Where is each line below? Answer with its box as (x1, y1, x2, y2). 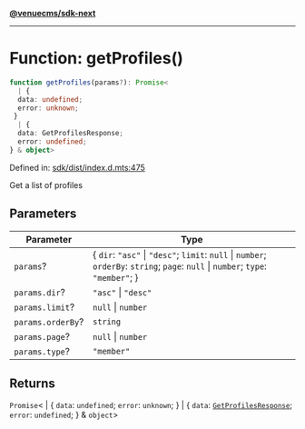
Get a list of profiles (9, 179, 84, 190)
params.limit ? (14, 300, 75, 313)
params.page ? (14, 330, 71, 343)
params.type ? (14, 344, 71, 357)
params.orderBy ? (14, 315, 84, 328)
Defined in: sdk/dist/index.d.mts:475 (9, 162, 145, 173)
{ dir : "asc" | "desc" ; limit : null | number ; (92, 248, 267, 261)
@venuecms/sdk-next (9, 8, 96, 18)
